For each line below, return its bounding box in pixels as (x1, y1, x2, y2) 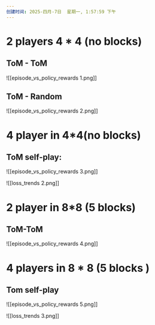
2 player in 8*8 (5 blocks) (6, 201, 136, 214)
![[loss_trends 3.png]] (6, 312, 60, 320)
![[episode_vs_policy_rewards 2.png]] (6, 107, 98, 114)
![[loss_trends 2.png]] (6, 180, 60, 187)
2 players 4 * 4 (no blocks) (6, 34, 142, 48)
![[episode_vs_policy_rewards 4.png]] (6, 240, 98, 247)
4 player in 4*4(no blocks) (6, 128, 141, 142)
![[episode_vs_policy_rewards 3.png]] (6, 168, 98, 175)
